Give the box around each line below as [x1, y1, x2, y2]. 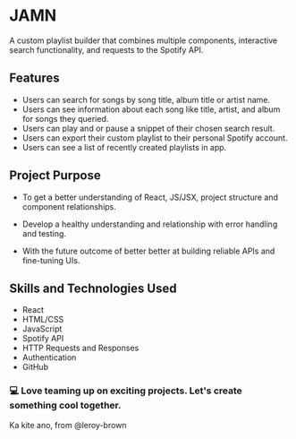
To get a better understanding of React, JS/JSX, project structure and [21, 192, 279, 202]
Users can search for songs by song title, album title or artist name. [21, 94, 271, 105]
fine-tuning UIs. [21, 254, 80, 265]
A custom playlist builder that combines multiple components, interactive [9, 35, 278, 46]
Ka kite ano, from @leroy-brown [9, 419, 127, 430]
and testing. [21, 228, 67, 238]
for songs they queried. [21, 113, 109, 124]
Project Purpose [9, 168, 101, 184]
